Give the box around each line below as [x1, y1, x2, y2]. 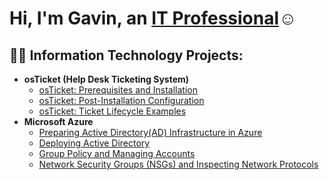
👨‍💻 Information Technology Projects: [9, 47, 244, 64]
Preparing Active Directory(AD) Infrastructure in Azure [38, 127, 263, 138]
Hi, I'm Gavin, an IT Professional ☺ [9, 7, 297, 30]
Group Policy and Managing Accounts [38, 148, 196, 159]
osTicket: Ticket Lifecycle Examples [38, 105, 187, 117]
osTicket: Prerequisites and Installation [38, 84, 199, 96]
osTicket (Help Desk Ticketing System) [23, 73, 190, 85]
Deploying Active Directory [38, 137, 151, 149]
